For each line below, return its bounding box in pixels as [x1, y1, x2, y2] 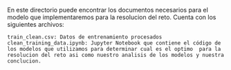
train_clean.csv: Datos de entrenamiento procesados [7, 34, 163, 40]
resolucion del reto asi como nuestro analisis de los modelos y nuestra [7, 51, 225, 58]
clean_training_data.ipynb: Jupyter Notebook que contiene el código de [7, 40, 221, 47]
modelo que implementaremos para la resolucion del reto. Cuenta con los [7, 13, 216, 21]
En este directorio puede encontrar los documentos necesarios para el [7, 6, 209, 14]
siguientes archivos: [7, 21, 64, 28]
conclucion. [7, 58, 41, 65]
